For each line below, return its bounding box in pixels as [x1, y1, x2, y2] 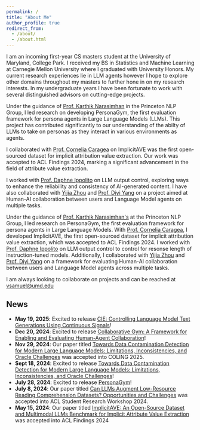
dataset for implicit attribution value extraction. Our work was [27, 152, 179, 159]
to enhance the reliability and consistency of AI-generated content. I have [6, 183, 187, 190]
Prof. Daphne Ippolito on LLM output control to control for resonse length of [6, 245, 192, 252]
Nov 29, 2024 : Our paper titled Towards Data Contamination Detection [14, 340, 189, 348]
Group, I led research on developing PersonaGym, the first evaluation [6, 109, 177, 116]
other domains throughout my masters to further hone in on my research [6, 78, 185, 85]
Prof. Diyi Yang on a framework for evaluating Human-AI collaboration [6, 258, 178, 265]
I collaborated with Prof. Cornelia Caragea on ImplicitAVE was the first [6, 146, 178, 153]
